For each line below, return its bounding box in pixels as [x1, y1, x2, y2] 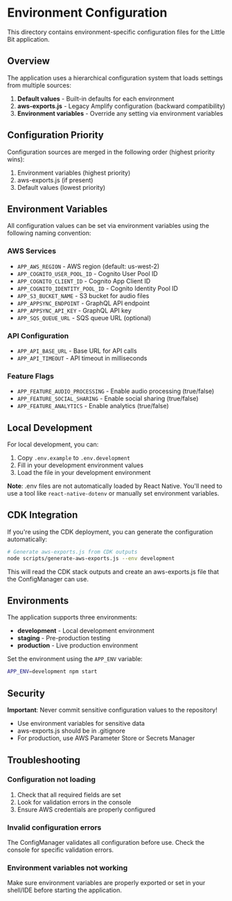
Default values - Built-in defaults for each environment [17, 94, 175, 103]
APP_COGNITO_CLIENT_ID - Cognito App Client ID [17, 277, 151, 285]
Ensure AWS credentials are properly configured [17, 805, 156, 814]
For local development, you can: [7, 440, 99, 448]
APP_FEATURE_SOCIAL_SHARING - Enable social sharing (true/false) [17, 394, 199, 403]
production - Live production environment [17, 641, 139, 649]
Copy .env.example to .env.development [17, 454, 130, 462]
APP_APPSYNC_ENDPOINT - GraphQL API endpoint [17, 299, 150, 307]
